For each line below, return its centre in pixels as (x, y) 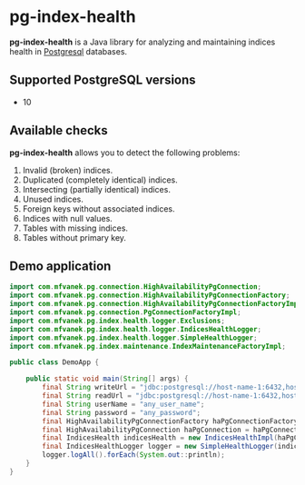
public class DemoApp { (54, 362)
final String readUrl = (87, 396)
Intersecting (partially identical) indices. (96, 189)
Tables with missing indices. (75, 228)
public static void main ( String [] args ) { (107, 379)
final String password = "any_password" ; (122, 412)
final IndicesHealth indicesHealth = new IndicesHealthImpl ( (160, 438)
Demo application (60, 266)
